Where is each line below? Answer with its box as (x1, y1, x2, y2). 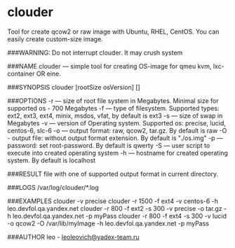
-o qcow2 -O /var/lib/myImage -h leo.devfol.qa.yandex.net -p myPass (7, 219, 209, 228)
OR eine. (36, 69, 61, 78)
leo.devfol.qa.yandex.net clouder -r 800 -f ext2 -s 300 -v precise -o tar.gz (7, 204, 222, 212)
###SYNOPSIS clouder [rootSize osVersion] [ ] (7, 83, 140, 91)
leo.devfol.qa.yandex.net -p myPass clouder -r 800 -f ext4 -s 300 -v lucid (13, 212, 227, 220)
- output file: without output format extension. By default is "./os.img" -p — (7, 134, 223, 142)
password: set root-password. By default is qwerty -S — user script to (7, 141, 210, 149)
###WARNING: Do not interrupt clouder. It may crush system (7, 48, 183, 57)
